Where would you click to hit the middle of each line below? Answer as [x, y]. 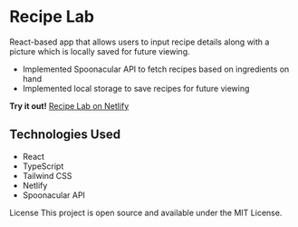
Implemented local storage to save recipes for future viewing [136, 88]
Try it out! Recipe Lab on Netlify [69, 105]
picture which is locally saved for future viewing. [100, 51]
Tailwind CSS [47, 175]
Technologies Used [65, 135]
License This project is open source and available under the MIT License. [146, 212]
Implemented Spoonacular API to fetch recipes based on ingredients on [156, 69]
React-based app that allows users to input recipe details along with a [139, 42]
